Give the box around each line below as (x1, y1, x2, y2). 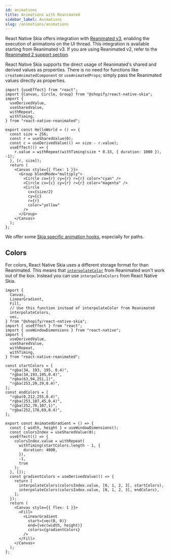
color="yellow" (27, 203, 60, 208)
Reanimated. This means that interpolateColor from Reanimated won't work (5, 267, 165, 274)
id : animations (5, 7, 37, 13)
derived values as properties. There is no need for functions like (5, 67, 139, 73)
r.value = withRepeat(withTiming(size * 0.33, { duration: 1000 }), (14, 150, 162, 155)
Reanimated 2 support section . (5, 52, 69, 58)
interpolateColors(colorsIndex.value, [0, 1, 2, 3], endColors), (18, 488, 159, 493)
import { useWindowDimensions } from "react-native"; (5, 328, 121, 333)
